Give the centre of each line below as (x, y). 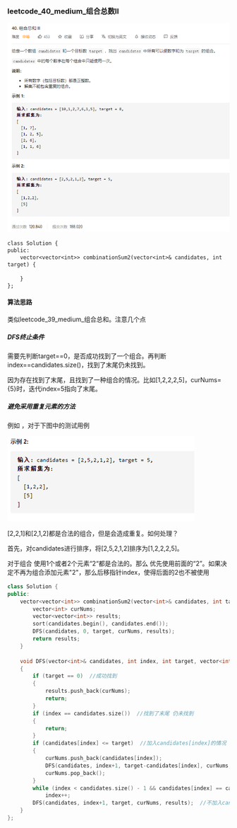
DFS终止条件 (26, 337)
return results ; (56, 639)
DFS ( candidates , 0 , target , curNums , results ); (104, 631)
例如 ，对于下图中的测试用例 (48, 425)
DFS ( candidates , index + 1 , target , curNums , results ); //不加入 (127, 803)
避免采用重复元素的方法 (41, 406)
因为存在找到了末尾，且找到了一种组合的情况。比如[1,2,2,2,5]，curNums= (115, 379)
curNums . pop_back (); (75, 773)
